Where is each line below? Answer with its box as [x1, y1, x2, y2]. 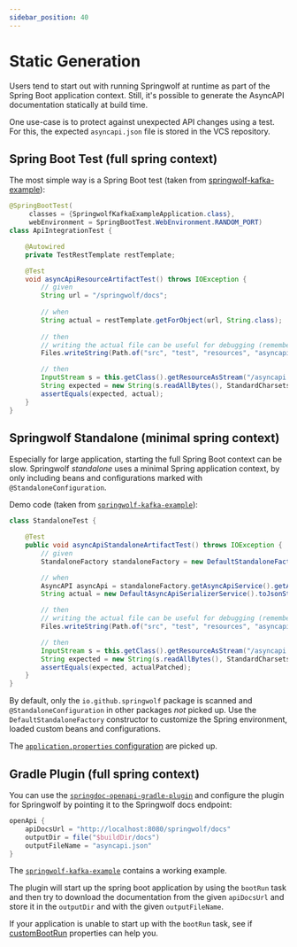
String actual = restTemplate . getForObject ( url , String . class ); [41, 315, 283, 324]
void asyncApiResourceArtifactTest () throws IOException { [25, 275, 247, 283]
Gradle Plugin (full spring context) [9, 766, 201, 781]
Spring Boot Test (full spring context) [9, 151, 218, 167]
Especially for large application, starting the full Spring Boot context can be [9, 454, 283, 465]
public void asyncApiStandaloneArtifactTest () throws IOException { [25, 541, 283, 550]
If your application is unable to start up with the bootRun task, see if [9, 919, 253, 929]
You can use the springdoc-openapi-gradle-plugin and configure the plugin [9, 790, 285, 800]
